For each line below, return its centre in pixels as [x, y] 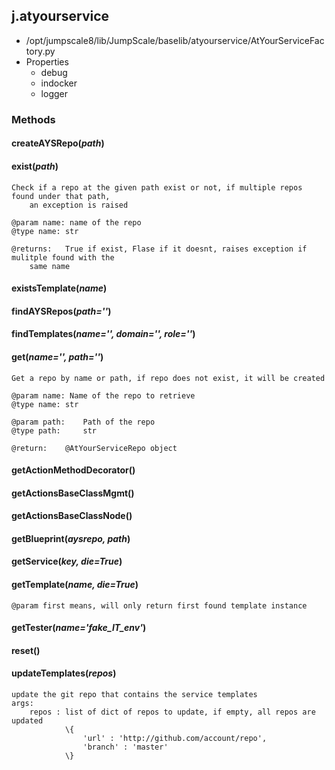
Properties [47, 61]
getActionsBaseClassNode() [72, 516]
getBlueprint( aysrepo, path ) [71, 538]
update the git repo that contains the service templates [134, 695]
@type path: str [54, 430]
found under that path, [61, 196]
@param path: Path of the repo [83, 422]
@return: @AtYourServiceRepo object [94, 448]
